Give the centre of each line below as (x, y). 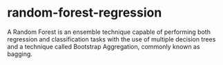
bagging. (20, 54)
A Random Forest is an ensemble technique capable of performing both (109, 32)
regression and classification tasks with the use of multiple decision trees (111, 39)
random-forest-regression (85, 13)
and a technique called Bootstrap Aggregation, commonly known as (104, 46)
